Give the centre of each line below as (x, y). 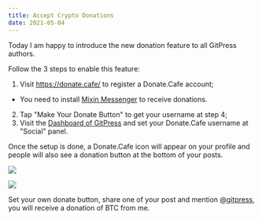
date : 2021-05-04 (37, 23)
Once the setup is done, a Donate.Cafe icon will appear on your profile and (129, 146)
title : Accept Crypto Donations (61, 15)
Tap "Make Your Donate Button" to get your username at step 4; (124, 114)
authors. (22, 53)
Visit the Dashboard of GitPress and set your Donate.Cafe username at (134, 123)
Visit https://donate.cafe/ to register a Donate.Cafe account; (116, 84)
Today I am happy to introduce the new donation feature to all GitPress (123, 45)
